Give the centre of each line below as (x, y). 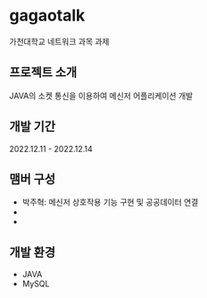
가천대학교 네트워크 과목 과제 (59, 41)
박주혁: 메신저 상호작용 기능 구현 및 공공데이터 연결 (110, 202)
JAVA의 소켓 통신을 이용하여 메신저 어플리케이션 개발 (101, 96)
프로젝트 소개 (43, 72)
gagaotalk (47, 16)
